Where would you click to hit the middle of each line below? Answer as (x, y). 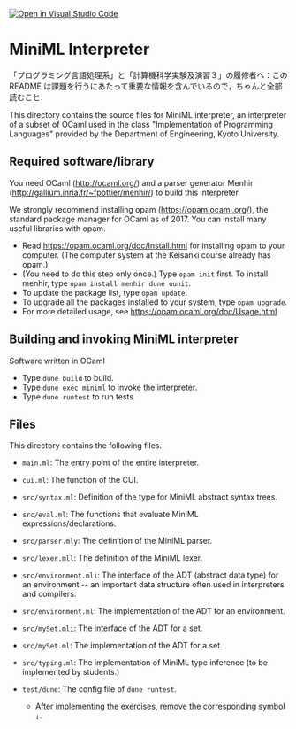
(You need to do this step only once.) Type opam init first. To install (145, 274)
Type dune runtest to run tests (78, 396)
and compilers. (49, 594)
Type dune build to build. (68, 377)
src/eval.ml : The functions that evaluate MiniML (110, 515)
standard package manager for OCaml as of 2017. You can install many (138, 219)
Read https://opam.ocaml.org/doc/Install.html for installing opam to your (153, 245)
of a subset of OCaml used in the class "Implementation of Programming (141, 124)
